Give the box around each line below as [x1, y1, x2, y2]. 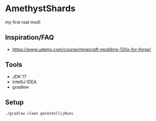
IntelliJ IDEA [12, 79, 37, 85]
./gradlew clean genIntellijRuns [5, 111, 74, 116]
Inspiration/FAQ [5, 33, 54, 42]
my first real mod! [5, 19, 41, 25]
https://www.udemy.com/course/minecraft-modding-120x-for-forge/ [12, 46, 151, 52]
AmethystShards [5, 3, 76, 14]
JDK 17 [12, 73, 26, 79]
